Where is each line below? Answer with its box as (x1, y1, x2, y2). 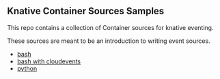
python (16, 64, 38, 72)
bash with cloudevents (16, 57, 81, 65)
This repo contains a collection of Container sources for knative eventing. (7, 23, 214, 31)
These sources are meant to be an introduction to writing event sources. (7, 37, 210, 45)
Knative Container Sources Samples (7, 5, 165, 17)
